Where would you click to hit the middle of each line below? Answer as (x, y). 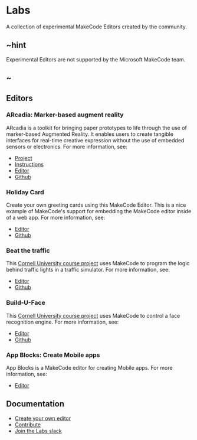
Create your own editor (43, 418)
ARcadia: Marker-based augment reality (65, 115)
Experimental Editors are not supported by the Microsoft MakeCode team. (96, 59)
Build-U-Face (26, 303)
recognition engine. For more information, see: (63, 322)
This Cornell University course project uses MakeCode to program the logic (98, 263)
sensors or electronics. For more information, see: (67, 146)
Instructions (29, 164)
